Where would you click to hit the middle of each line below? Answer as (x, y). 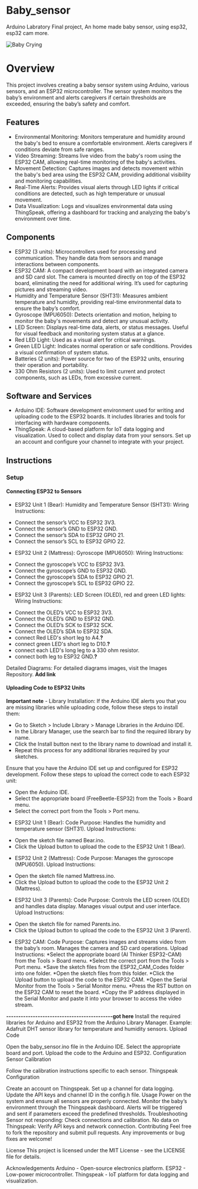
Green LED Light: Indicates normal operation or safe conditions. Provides (103, 346)
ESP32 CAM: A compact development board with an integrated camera (101, 270)
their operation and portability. (51, 365)
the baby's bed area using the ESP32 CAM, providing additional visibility (103, 174)
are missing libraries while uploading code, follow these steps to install (92, 707)
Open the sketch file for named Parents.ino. (68, 924)
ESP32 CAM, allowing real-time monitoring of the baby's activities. (96, 162)
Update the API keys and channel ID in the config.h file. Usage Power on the (99, 1095)
